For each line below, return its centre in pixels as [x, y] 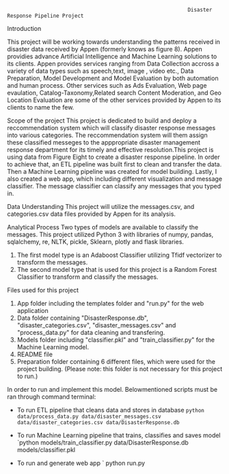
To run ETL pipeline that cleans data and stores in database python [111, 410]
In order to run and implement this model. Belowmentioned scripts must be [112, 389]
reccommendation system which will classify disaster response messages [111, 128]
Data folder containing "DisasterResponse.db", [83, 318]
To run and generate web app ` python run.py [81, 463]
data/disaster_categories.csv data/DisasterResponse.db [98, 423]
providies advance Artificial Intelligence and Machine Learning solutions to [112, 56]
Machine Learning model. [53, 347]
